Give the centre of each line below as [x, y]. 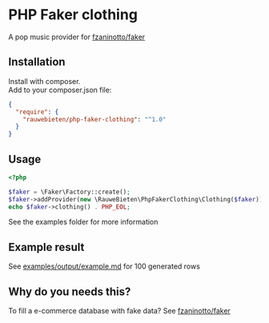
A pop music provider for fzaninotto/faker [77, 37]
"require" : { [37, 112]
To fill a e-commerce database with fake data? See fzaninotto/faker [119, 311]
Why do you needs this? [70, 291]
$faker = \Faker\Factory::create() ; [69, 192]
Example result [46, 247]
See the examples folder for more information [83, 222]
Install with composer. [44, 81]
